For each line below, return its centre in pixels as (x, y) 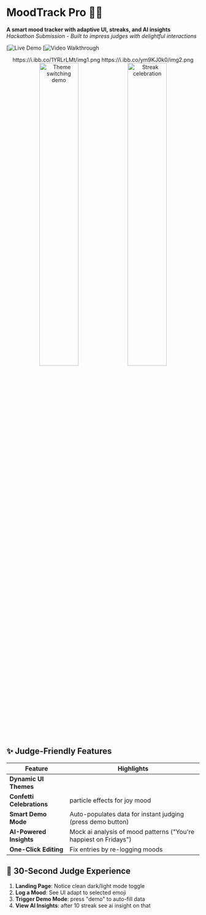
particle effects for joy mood (110, 800)
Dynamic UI (27, 779)
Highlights (133, 769)
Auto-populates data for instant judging (127, 814)
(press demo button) (99, 822)
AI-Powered (28, 832)
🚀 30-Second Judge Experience (68, 871)
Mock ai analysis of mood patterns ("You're (132, 832)
